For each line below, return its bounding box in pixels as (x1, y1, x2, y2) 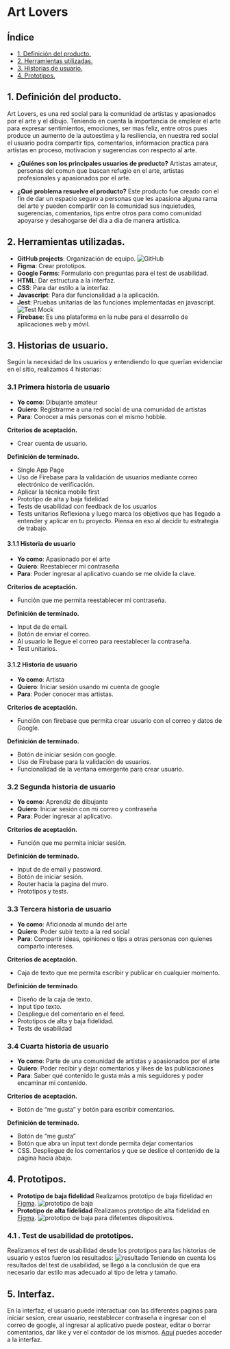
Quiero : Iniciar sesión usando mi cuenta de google (16, 683, 159, 691)
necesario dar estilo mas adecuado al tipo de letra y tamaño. (7, 1268, 178, 1276)
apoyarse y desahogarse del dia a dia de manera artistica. (16, 216, 181, 224)
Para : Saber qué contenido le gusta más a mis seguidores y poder (16, 1071, 204, 1080)
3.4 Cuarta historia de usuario (7, 1041, 110, 1051)
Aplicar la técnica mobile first (16, 488, 100, 496)
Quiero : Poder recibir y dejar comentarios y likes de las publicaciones (16, 1064, 214, 1073)
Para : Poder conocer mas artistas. (16, 690, 114, 698)
